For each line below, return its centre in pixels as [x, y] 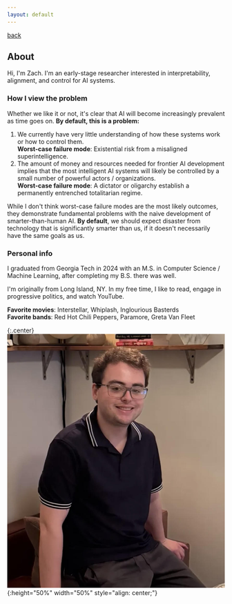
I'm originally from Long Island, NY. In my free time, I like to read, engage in [114, 289]
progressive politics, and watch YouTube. [66, 296]
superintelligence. [43, 156]
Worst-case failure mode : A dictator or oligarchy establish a [103, 185]
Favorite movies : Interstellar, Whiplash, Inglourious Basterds [93, 310]
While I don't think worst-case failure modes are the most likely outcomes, [113, 206]
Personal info [30, 253]
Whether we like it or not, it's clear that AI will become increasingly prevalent [116, 113]
